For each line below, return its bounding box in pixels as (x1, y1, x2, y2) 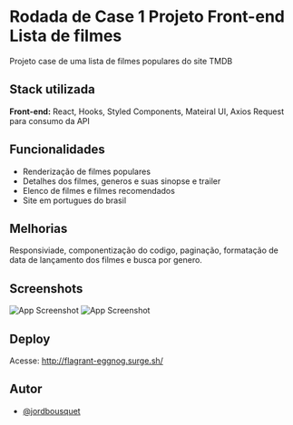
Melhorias (9, 220, 68, 237)
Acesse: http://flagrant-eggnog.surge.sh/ (9, 355, 163, 366)
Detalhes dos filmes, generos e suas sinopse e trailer (22, 175, 221, 187)
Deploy (9, 331, 51, 346)
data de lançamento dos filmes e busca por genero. (9, 255, 202, 266)
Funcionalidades (9, 142, 106, 158)
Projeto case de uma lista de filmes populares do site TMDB (9, 55, 233, 66)
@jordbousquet (22, 405, 81, 416)
